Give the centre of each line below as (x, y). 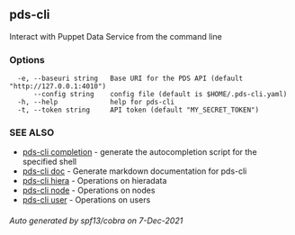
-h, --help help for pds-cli (96, 103)
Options (27, 59)
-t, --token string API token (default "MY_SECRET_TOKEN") (138, 110)
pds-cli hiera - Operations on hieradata (94, 181)
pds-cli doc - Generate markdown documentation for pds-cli (134, 171)
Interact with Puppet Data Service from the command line (116, 36)
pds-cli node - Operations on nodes (89, 190)
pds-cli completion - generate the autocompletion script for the (140, 152)
